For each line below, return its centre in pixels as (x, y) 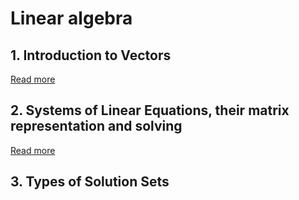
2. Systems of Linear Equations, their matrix (150, 110)
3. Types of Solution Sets (90, 182)
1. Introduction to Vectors (91, 55)
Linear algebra (71, 18)
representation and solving (96, 126)
